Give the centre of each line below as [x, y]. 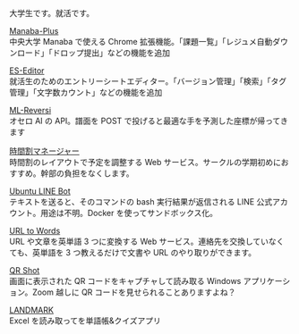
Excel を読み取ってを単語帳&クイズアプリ [85, 321]
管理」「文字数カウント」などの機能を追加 [86, 92]
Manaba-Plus [34, 31]
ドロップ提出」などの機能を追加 [111, 53]
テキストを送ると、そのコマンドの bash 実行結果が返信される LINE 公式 [141, 202]
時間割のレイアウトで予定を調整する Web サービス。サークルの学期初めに [145, 162]
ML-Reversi [30, 110]
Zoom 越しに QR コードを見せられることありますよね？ [134, 292]
